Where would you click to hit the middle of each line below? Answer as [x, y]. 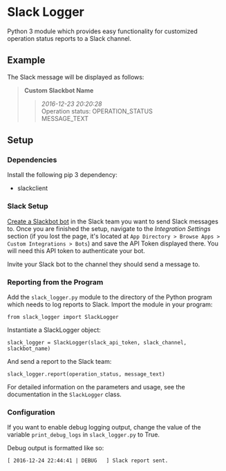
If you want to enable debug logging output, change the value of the [104, 427]
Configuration [31, 412]
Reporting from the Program [55, 282]
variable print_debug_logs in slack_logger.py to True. [84, 435]
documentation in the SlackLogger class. [65, 394]
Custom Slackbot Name [59, 90]
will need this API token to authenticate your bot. [76, 250]
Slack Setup [28, 206]
